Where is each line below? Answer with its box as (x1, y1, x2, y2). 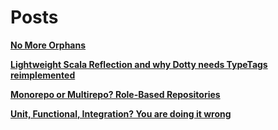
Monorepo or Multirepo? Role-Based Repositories (10, 88, 221, 100)
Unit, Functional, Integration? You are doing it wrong (10, 107, 232, 120)
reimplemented (10, 69, 76, 81)
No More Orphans (10, 39, 87, 51)
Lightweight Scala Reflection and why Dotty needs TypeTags (10, 58, 268, 70)
